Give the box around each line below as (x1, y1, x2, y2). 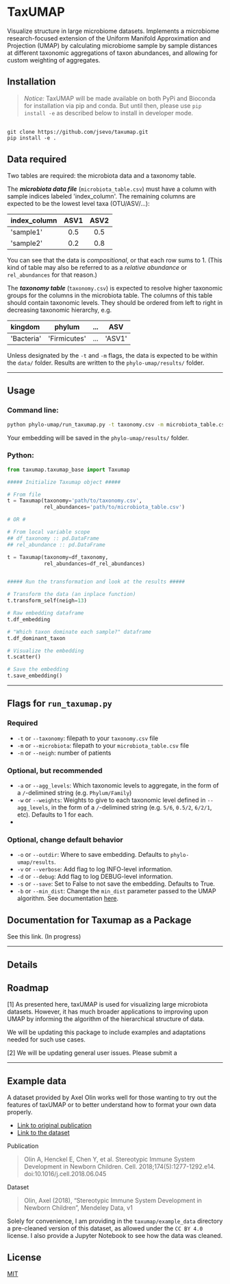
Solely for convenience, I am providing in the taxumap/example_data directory (7, 1217, 223, 1226)
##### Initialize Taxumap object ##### (7, 479, 121, 485)
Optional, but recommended (7, 766, 103, 775)
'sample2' (10, 238, 43, 248)
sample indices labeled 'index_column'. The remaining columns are (7, 192, 196, 200)
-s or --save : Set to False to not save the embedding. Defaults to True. (16, 880, 216, 888)
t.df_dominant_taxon (7, 634, 66, 642)
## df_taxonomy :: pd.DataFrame (7, 535, 99, 542)
